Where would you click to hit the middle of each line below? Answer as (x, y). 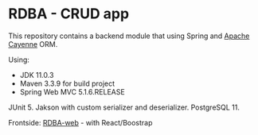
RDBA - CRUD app (69, 14)
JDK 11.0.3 (37, 75)
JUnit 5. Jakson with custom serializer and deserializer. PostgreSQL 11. (124, 107)
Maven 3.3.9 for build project (67, 83)
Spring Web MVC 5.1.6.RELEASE (72, 91)
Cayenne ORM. (33, 44)
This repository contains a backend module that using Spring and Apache (129, 36)
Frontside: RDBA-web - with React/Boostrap (80, 122)
